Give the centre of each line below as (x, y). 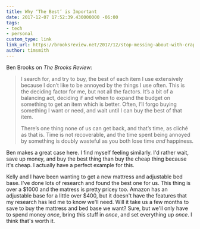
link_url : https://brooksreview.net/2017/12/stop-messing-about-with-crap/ (102, 45)
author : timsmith (28, 51)
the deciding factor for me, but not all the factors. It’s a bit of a (97, 91)
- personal (20, 34)
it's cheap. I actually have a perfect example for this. (71, 165)
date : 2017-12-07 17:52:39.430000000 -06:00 (62, 17)
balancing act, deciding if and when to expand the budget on (96, 98)
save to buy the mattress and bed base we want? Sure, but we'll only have (97, 208)
